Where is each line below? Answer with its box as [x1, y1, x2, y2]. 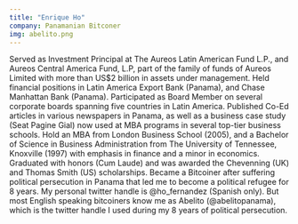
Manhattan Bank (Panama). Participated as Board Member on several [9, 92, 263, 102]
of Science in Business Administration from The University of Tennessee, [9, 139, 278, 149]
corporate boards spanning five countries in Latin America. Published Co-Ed [9, 101, 289, 112]
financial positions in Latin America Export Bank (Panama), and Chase [9, 82, 265, 93]
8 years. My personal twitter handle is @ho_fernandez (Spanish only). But [9, 186, 279, 196]
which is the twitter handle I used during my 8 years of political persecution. [9, 205, 287, 216]
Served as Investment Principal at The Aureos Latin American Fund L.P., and [9, 54, 289, 65]
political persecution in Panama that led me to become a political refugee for [9, 177, 289, 188]
